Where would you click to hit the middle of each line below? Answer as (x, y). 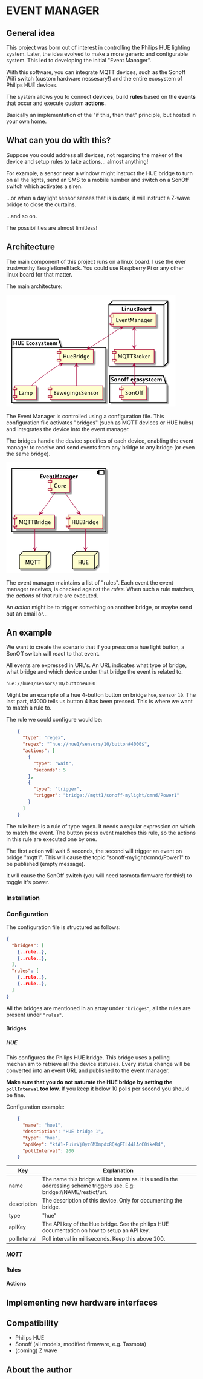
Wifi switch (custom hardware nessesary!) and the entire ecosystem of (95, 79)
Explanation (118, 1170)
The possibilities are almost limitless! (52, 227)
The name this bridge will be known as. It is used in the (110, 1179)
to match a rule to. (29, 708)
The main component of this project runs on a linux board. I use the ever (96, 261)
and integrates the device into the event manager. (68, 429)
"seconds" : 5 (50, 770)
